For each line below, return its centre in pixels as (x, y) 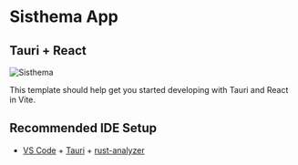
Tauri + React (48, 51)
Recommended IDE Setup (83, 128)
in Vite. (23, 99)
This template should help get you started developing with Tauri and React (149, 90)
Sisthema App (64, 17)
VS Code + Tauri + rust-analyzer (83, 150)
